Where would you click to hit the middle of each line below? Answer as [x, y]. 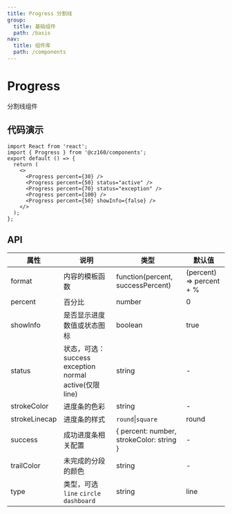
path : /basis [32, 33]
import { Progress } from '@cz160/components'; [77, 152]
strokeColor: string [146, 440]
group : [17, 20]
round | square [137, 419]
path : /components [40, 52]
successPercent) [144, 286]
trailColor [26, 466]
